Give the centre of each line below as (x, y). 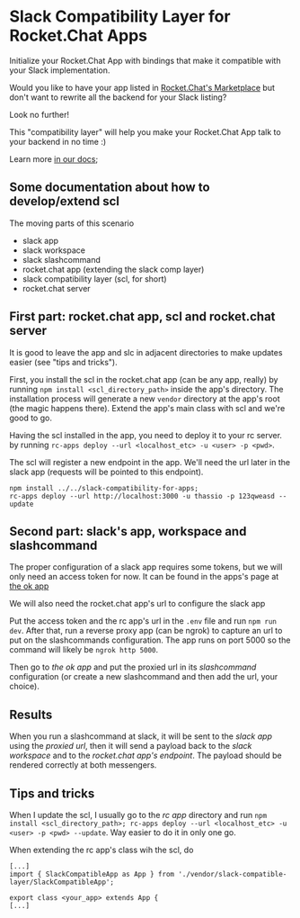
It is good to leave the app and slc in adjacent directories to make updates (146, 352)
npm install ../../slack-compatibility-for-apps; (104, 488)
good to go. (31, 418)
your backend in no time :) (58, 141)
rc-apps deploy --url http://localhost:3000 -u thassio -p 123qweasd (142, 496)
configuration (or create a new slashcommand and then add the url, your (144, 677)
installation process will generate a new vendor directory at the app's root (145, 399)
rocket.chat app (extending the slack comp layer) (113, 269)
